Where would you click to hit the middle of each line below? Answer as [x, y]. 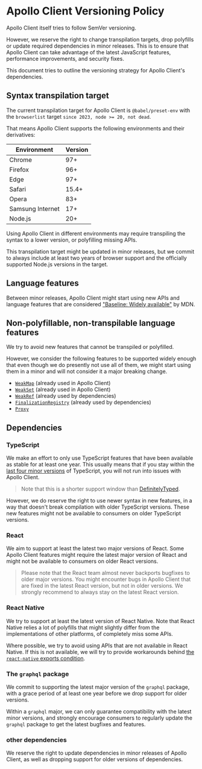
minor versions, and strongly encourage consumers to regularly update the [99, 718]
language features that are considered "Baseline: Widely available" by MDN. [101, 304]
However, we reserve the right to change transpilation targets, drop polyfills [100, 39]
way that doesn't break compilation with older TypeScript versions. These [98, 507]
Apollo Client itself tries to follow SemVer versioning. [71, 28]
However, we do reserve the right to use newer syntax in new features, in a [99, 501]
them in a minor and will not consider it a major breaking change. [87, 371]
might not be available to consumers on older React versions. [82, 561]
